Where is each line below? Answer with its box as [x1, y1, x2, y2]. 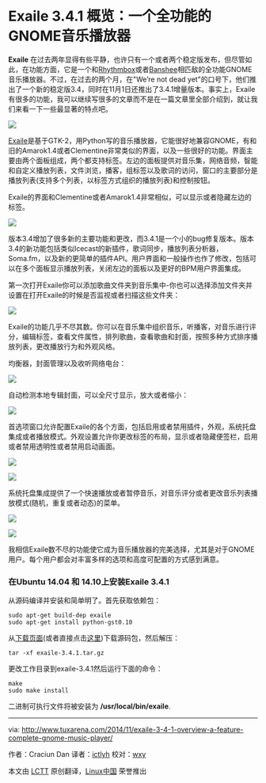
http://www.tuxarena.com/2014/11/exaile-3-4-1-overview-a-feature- [21, 725, 244, 735]
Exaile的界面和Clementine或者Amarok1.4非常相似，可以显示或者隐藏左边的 [8, 192, 252, 202]
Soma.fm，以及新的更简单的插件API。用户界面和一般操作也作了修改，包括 [8, 253, 250, 263]
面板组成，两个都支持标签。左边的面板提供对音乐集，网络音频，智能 [35, 155, 258, 165]
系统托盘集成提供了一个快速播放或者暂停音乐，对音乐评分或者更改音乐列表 [8, 488, 251, 497]
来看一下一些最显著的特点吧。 [14, 104, 112, 113]
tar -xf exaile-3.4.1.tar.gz [8, 649, 104, 657]
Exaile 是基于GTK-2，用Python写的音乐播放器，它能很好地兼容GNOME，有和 [8, 135, 257, 145]
